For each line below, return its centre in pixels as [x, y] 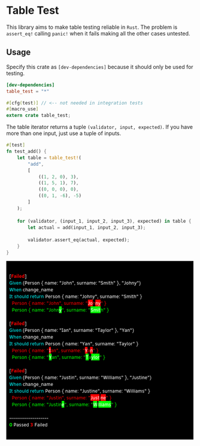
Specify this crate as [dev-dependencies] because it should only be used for [100, 67]
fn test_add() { [26, 151]
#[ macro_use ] [22, 109]
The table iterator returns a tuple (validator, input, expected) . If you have [100, 127]
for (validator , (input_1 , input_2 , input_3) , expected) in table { [104, 221]
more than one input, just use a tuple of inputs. [64, 133]
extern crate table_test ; [38, 116]
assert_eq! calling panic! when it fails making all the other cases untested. [98, 33]
